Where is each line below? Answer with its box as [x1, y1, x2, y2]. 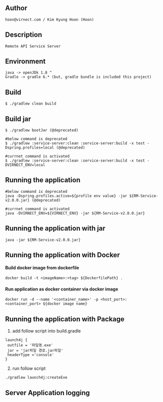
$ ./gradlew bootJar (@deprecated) [5, 128, 79, 133]
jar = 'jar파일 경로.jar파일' [7, 348, 63, 353]
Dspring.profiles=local [5, 145, 54, 150]
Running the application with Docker [5, 251, 120, 259]
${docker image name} [43, 301, 88, 306]
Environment [5, 57, 46, 66]
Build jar [5, 115, 31, 123]
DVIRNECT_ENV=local [5, 163, 46, 168]
